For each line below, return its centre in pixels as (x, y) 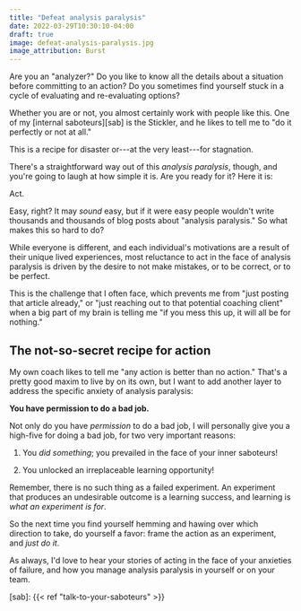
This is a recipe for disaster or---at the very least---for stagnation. (131, 150)
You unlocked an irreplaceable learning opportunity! (118, 470)
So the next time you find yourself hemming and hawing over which (134, 524)
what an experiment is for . (58, 506)
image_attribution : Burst (57, 51)
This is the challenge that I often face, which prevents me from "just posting (149, 293)
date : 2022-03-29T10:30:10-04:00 (72, 26)
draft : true (31, 34)
